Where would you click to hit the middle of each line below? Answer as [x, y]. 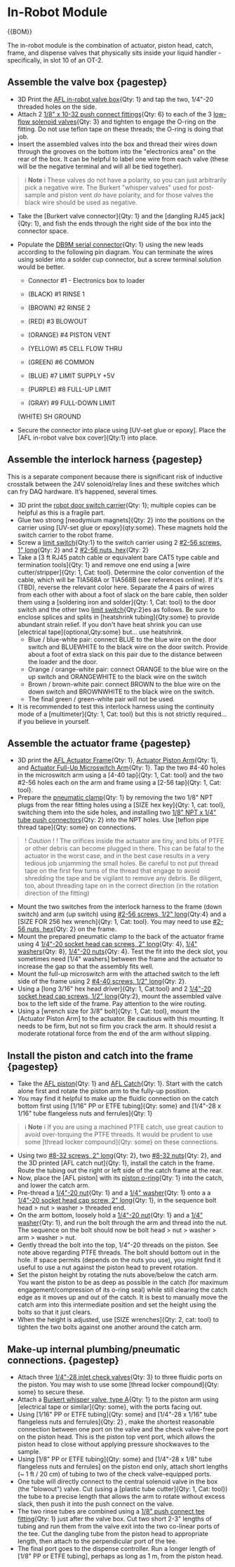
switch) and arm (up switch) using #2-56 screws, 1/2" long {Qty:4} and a [122, 914]
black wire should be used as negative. [81, 202]
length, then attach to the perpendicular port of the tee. [97, 1541]
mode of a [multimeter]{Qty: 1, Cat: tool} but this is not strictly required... [122, 714]
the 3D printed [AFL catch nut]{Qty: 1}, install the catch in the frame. [116, 1163]
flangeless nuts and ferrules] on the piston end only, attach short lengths [122, 1467]
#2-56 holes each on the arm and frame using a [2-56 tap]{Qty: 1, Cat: [119, 783]
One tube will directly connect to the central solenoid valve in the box [117, 1481]
